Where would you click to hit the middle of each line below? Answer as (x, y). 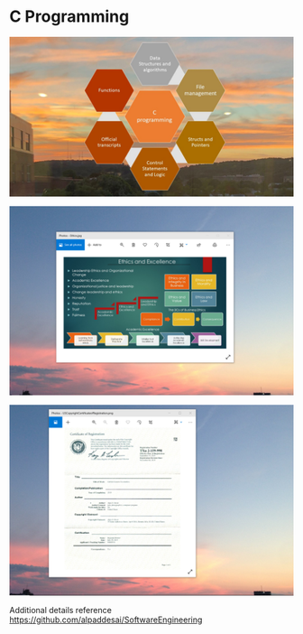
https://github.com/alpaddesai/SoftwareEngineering (106, 620)
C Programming (69, 17)
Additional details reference (61, 611)
